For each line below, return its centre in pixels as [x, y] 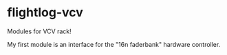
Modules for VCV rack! [39, 31]
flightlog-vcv [45, 13]
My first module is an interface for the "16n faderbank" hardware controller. [114, 44]
